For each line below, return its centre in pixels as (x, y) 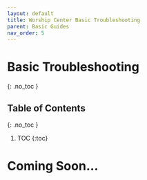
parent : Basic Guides (38, 26)
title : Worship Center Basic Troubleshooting (73, 20)
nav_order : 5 (26, 33)
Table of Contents (47, 108)
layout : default (30, 13)
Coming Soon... (53, 166)
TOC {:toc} (32, 138)
